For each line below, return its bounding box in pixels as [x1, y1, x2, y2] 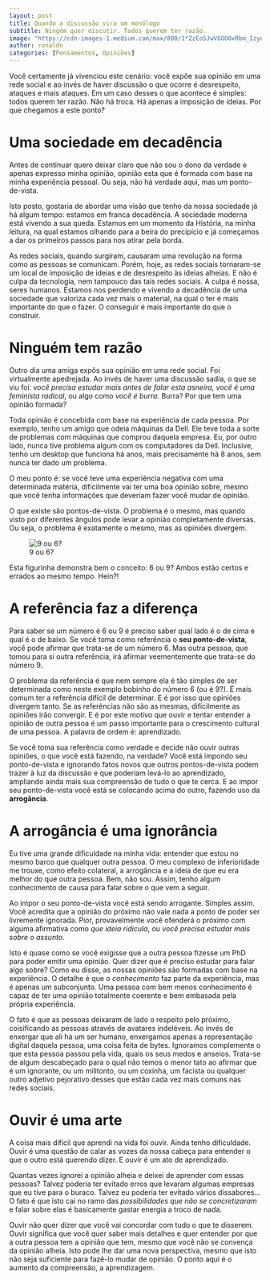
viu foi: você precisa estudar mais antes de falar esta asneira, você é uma [9, 382, 256, 392]
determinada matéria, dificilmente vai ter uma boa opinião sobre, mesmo [9, 481, 249, 491]
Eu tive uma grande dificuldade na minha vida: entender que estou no [9, 849, 239, 858]
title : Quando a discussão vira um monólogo [9, 19, 160, 27]
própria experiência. [9, 999, 75, 1008]
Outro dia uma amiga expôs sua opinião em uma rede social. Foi [9, 365, 220, 374]
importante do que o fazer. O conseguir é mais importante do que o [9, 302, 232, 312]
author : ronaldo [9, 42, 63, 50]
